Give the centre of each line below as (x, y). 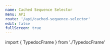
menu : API (15, 14)
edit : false (17, 24)
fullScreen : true (23, 28)
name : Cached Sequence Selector (39, 10)
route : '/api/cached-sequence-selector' (48, 19)
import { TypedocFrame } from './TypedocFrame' (55, 42)
